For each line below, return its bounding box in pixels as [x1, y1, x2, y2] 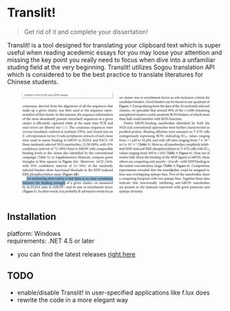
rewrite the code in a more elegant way [17, 295, 129, 304]
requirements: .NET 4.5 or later [7, 237, 95, 245]
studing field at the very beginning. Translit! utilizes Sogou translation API [7, 63, 216, 71]
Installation [7, 211, 56, 223]
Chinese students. [7, 77, 59, 86]
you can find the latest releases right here [17, 250, 136, 258]
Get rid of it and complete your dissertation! [23, 28, 148, 36]
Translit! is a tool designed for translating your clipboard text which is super [7, 41, 222, 49]
